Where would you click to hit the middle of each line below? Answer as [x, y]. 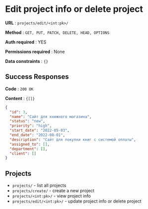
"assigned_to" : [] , [30, 144]
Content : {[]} [20, 98]
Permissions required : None [35, 52]
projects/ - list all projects [39, 185]
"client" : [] [23, 154]
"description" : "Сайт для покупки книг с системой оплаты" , [73, 140]
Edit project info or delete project [74, 9]
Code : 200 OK [19, 89]
